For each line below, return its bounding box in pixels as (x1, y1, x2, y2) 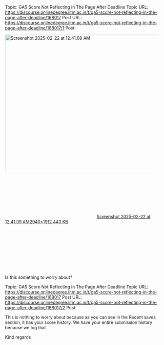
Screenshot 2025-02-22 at (97, 213, 151, 219)
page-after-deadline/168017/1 (5, 25, 64, 31)
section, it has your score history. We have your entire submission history (5, 319, 153, 325)
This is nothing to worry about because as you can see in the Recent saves (5, 314, 156, 320)
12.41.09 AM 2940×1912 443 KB (5, 219, 68, 225)
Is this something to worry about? (5, 274, 72, 280)
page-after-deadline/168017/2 (5, 305, 65, 311)
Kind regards (5, 334, 31, 340)
